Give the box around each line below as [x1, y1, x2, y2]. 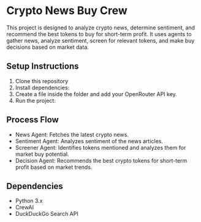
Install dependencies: [15, 84, 70, 91]
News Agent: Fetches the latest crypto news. [15, 131, 129, 138]
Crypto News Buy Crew [6, 4, 127, 18]
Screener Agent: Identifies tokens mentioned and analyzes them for [15, 144, 186, 151]
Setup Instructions [6, 61, 79, 72]
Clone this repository [15, 77, 69, 84]
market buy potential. [15, 150, 69, 158]
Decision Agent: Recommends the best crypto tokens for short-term [15, 157, 188, 164]
